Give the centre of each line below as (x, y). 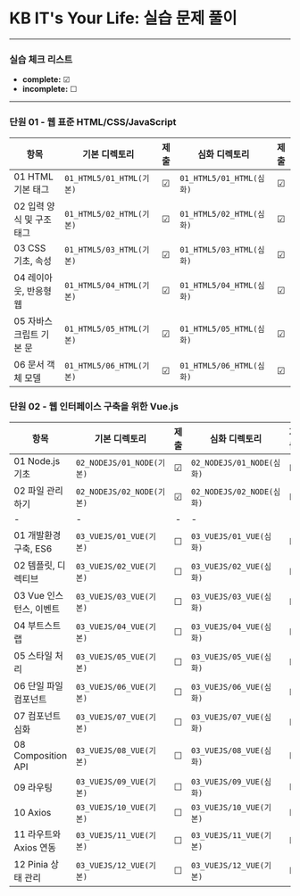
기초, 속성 (33, 261)
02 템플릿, (34, 565)
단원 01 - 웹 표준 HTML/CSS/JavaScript (93, 122)
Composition (41, 755)
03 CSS (30, 248)
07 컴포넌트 (37, 716)
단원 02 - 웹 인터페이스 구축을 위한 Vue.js (94, 407)
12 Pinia (31, 864)
